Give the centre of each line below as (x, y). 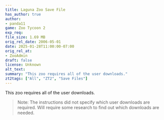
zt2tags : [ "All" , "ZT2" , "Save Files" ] (46, 79)
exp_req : (14, 33)
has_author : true (23, 14)
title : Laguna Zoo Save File (35, 10)
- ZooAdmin (16, 56)
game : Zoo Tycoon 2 (25, 28)
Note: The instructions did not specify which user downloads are (83, 102)
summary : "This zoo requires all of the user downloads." (66, 74)
